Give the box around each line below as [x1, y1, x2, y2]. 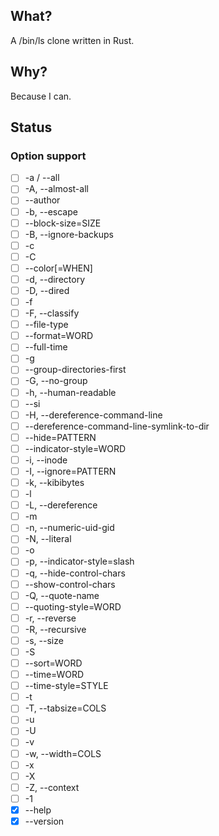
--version [24, 815, 65, 827]
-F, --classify [24, 307, 80, 319]
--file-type [24, 319, 69, 331]
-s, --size [24, 634, 64, 646]
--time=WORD [24, 669, 85, 681]
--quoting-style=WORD [24, 600, 122, 613]
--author [24, 194, 61, 206]
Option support [10, 149, 87, 163]
